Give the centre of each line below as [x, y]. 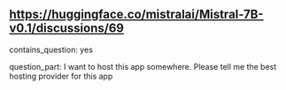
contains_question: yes [51, 49]
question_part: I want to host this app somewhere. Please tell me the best [143, 66]
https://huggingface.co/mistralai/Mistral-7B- [136, 15]
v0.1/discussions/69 [66, 29]
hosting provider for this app [61, 76]
